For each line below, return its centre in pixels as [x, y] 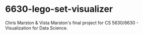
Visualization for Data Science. [36, 28]
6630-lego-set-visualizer [59, 9]
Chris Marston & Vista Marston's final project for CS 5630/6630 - [72, 23]
